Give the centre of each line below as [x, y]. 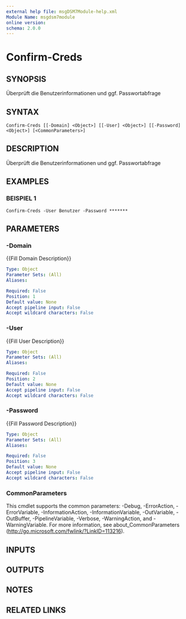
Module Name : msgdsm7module [41, 17]
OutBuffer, [19, 518]
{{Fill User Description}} [35, 341]
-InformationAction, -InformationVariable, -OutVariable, [108, 513]
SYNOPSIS [26, 79]
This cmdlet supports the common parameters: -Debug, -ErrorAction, [91, 506]
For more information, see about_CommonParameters [115, 525]
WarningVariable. [27, 525]
